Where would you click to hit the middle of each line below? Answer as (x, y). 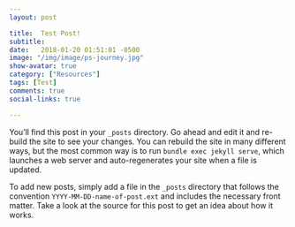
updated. (26, 170)
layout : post (33, 17)
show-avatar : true (43, 66)
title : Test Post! (45, 33)
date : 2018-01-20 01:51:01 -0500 (75, 49)
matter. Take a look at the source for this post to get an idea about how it (141, 205)
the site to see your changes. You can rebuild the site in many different (158, 141)
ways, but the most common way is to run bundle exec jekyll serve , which (147, 150)
